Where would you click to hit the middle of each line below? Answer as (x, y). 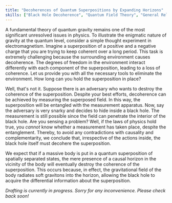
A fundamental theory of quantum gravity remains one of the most (75, 29)
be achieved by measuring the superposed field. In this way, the (73, 99)
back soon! (17, 196)
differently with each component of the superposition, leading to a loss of (83, 68)
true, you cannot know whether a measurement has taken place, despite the (86, 127)
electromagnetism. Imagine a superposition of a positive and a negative (81, 46)
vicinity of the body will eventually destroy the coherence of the (72, 164)
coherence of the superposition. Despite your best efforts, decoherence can (86, 94)
